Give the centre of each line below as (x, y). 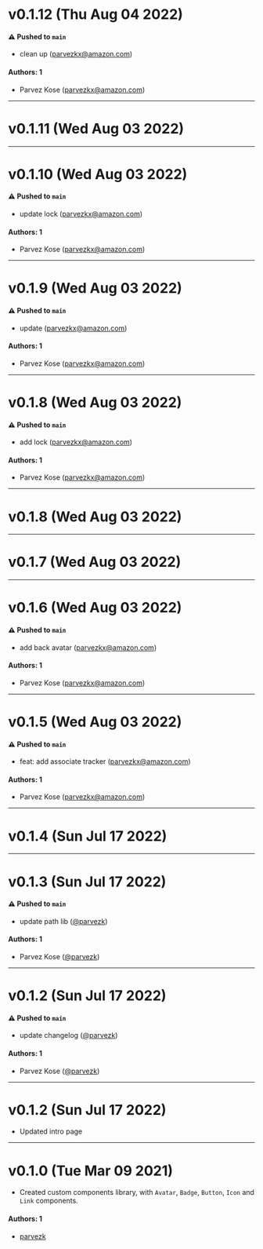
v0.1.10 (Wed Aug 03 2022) (98, 174)
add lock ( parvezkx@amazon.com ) (76, 442)
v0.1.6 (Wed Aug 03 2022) (95, 608)
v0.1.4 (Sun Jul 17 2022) (88, 836)
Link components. (49, 1201)
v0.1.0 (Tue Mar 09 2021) (91, 1170)
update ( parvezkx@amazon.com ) (73, 328)
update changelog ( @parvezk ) (68, 1035)
